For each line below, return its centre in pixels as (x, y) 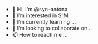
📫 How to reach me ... (40, 35)
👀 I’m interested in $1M (40, 15)
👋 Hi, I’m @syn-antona (40, 9)
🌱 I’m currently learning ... (44, 22)
